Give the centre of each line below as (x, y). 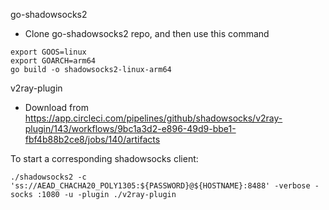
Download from (56, 107)
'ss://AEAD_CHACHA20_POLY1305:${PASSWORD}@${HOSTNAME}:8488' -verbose (160, 186)
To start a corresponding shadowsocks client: (104, 158)
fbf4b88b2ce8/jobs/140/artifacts (92, 139)
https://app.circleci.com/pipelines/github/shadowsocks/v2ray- (153, 118)
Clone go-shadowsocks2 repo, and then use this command (147, 33)
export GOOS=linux (48, 52)
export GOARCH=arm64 (53, 61)
